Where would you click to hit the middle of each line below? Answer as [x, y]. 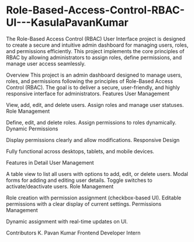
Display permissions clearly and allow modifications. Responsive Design [93, 140]
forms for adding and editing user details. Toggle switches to [79, 180]
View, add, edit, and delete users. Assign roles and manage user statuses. [95, 105]
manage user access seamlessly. [46, 63]
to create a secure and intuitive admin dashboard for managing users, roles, [97, 45]
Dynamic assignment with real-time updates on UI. [67, 221]
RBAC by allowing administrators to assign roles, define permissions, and [94, 57]
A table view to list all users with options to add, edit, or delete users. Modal [97, 174]
